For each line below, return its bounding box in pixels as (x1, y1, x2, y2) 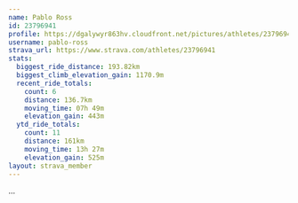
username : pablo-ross (8, 37, 89, 47)
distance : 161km (24, 137, 85, 145)
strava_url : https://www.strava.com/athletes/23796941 (8, 46, 216, 55)
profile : (8, 29, 41, 38)
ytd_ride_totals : (16, 121, 81, 129)
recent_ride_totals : (16, 79, 93, 88)
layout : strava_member (8, 161, 93, 170)
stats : (8, 54, 33, 63)
